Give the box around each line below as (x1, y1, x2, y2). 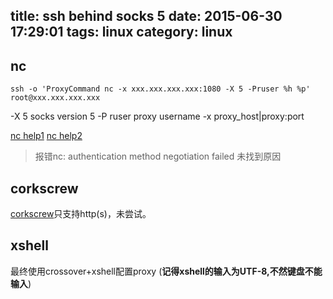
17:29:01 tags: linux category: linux (10, 24, 233, 41)
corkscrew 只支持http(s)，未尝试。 (10, 208, 152, 220)
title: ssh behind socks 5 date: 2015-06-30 (10, 8, 283, 25)
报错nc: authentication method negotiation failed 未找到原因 (34, 150, 282, 163)
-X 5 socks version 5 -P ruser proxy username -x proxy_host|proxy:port (10, 110, 305, 123)
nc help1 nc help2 (10, 130, 83, 142)
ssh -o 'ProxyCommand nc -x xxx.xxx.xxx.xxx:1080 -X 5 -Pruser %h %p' (10, 84, 311, 94)
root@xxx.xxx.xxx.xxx (10, 93, 101, 103)
